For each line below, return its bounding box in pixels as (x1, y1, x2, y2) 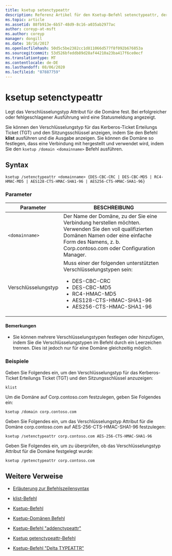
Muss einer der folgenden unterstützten (63, 260, 159, 267)
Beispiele (5, 358, 29, 365)
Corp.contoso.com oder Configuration (63, 245, 155, 252)
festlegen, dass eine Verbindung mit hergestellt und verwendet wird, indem (5, 140, 164, 146)
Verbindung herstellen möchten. (63, 219, 141, 226)
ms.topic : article (5, 17, 45, 22)
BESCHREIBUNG (93, 204, 134, 211)
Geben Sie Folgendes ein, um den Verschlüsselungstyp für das (5, 369, 138, 375)
